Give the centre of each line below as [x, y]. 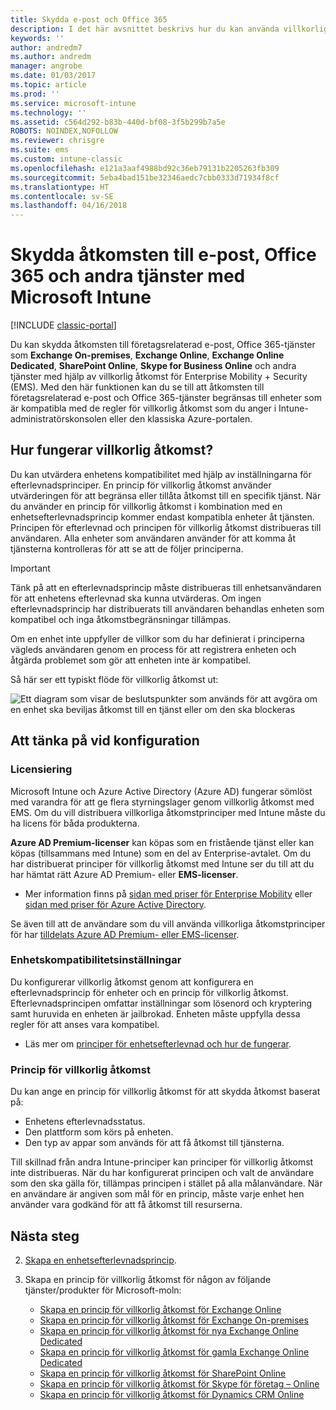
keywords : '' [37, 38]
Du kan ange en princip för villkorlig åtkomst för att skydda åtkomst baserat [165, 1092]
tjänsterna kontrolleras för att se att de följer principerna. [127, 548]
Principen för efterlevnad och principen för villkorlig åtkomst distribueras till [166, 527]
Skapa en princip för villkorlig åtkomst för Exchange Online [160, 1309]
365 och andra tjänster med [128, 276]
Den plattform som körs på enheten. [99, 1132]
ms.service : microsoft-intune [73, 103]
